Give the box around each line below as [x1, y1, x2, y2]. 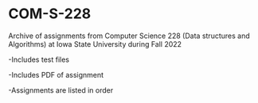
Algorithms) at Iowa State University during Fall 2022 [8, 39, 182, 48]
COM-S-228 [8, 5, 92, 23]
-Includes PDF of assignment [8, 70, 104, 79]
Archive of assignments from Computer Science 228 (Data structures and [8, 31, 250, 40]
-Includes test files [8, 55, 70, 64]
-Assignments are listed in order [8, 85, 114, 95]
